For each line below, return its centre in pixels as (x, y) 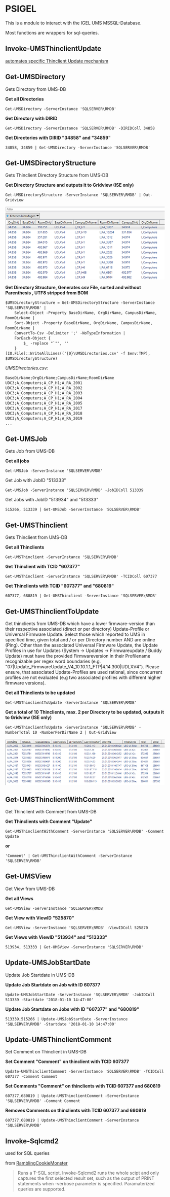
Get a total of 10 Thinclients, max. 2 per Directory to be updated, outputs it (85, 712)
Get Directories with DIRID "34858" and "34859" (58, 138)
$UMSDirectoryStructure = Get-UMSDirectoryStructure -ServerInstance (80, 302)
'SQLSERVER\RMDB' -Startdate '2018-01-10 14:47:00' (61, 1024)
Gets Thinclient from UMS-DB (36, 537)
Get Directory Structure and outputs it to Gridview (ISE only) (70, 185)
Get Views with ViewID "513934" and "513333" (56, 937)
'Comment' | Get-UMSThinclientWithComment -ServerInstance (69, 856)
